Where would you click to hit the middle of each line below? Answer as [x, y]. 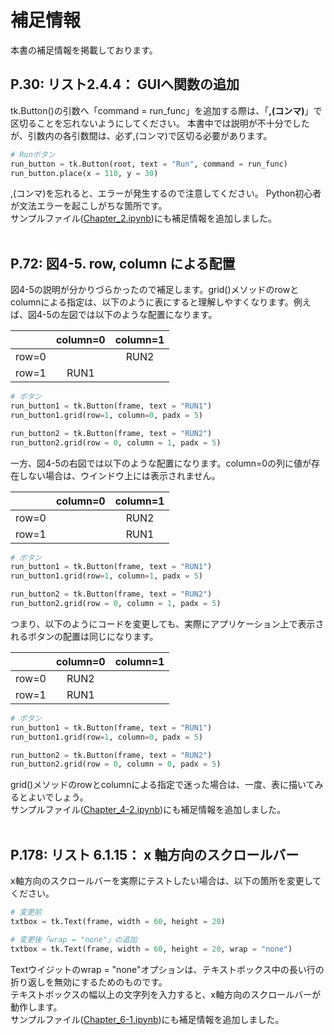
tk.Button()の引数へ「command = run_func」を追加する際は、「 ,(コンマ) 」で [166, 110]
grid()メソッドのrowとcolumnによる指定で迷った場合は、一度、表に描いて [162, 785]
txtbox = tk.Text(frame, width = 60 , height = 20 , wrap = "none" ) [151, 949]
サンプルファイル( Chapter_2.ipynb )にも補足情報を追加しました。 [143, 218]
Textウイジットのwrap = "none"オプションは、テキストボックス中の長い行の [167, 969]
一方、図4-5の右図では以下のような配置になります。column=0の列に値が [161, 463]
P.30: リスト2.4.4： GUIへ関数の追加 [125, 84]
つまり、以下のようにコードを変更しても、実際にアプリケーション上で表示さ [167, 623]
